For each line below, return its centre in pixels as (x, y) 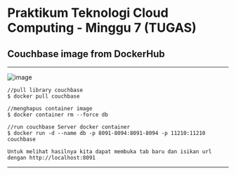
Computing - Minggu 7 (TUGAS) (102, 28)
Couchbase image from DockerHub (86, 54)
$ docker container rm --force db (58, 115)
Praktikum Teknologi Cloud (88, 13)
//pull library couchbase (45, 90)
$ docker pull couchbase (44, 96)
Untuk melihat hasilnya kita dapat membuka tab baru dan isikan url (110, 152)
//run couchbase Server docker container (69, 127)
